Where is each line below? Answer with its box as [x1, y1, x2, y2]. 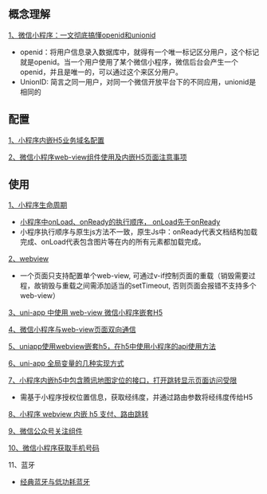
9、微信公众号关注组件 [8, 426, 83, 436]
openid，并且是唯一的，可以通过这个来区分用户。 [19, 67, 183, 76]
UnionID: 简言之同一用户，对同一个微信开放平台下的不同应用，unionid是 [19, 76, 257, 86]
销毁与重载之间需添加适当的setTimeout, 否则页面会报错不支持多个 [41, 281, 257, 291]
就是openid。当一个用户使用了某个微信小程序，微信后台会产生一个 [19, 57, 239, 66]
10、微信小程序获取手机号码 [8, 443, 100, 453]
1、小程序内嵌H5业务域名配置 [8, 135, 105, 145]
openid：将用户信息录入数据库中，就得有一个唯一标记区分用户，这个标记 [19, 47, 260, 57]
